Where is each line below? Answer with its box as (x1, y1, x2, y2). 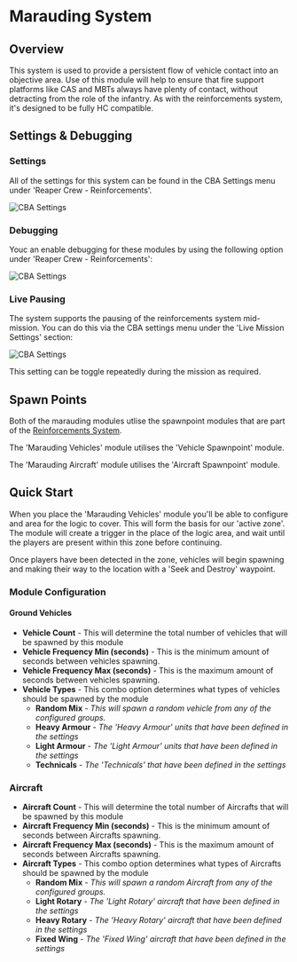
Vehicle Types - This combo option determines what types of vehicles (21, 684, 281, 695)
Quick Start (9, 485, 74, 501)
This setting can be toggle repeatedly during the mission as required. (9, 367, 262, 377)
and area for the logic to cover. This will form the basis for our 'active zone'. (9, 517, 285, 529)
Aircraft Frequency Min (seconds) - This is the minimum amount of (21, 821, 270, 832)
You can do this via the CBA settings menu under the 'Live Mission (41, 322, 285, 334)
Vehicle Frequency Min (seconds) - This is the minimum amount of (21, 646, 270, 658)
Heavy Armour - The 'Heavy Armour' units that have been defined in (35, 721, 289, 733)
